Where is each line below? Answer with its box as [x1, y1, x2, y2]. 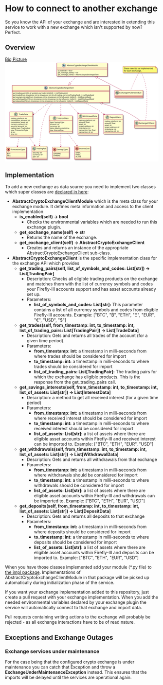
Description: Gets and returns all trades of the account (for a [26, 333, 148, 338]
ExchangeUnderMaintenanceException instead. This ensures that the [5, 669, 147, 675]
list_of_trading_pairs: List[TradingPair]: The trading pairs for [34, 369, 157, 375]
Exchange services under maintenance [5, 648, 100, 654]
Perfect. [5, 29, 21, 35]
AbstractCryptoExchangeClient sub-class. [26, 250, 111, 256]
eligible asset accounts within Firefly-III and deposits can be [34, 550, 154, 556]
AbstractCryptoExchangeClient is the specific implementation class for [12, 255, 157, 261]
